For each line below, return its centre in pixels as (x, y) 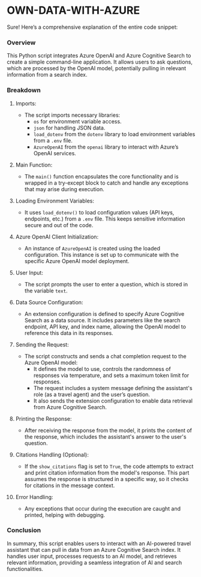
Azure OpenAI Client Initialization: (57, 237)
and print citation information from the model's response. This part (107, 472)
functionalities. (25, 569)
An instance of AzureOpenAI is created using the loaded (92, 248)
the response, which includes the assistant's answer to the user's (105, 436)
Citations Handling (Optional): (52, 454)
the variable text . (46, 291)
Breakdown (24, 90)
